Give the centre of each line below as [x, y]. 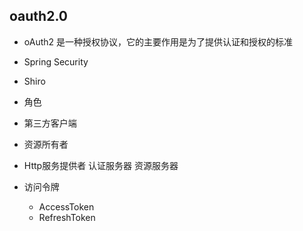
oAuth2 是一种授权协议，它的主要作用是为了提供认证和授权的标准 [158, 41]
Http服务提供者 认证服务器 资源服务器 [101, 165]
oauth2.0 [38, 16]
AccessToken [66, 206]
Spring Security [56, 61]
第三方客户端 [50, 123]
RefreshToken [67, 217]
